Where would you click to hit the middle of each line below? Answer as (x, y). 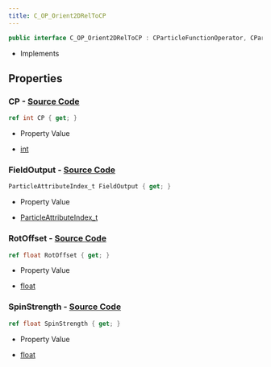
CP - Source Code (44, 101)
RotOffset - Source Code (58, 238)
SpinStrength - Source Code (65, 307)
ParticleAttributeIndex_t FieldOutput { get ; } (90, 187)
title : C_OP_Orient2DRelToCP (57, 16)
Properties (35, 78)
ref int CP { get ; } (43, 118)
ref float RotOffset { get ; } (59, 255)
